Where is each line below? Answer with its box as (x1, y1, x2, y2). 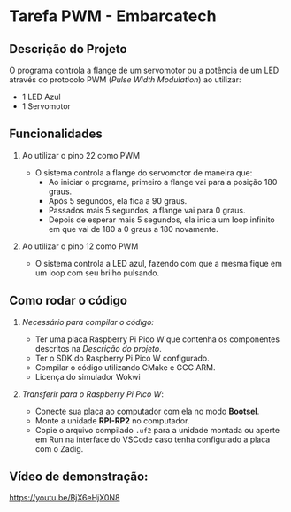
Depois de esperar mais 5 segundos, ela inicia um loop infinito (48, 214, 276, 225)
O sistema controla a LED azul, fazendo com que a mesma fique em (34, 258, 283, 268)
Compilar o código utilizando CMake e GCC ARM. (34, 361, 216, 373)
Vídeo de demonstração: (9, 469, 149, 485)
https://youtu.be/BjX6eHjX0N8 (9, 493, 120, 503)
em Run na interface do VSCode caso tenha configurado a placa (34, 434, 271, 445)
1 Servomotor (21, 101, 71, 112)
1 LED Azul (21, 91, 61, 102)
